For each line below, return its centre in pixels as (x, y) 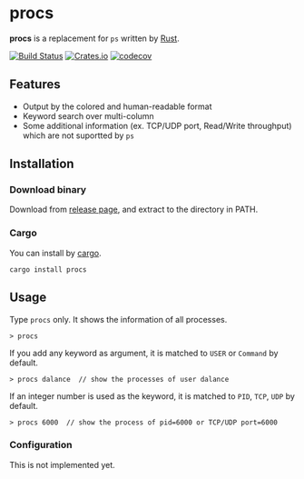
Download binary (48, 190)
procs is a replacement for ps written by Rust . (94, 38)
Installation (42, 164)
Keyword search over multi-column (88, 115)
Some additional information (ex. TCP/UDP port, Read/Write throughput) (157, 125)
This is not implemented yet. (62, 464)
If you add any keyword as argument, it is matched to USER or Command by (144, 353)
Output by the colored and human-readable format (117, 106)
